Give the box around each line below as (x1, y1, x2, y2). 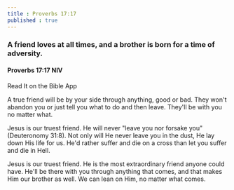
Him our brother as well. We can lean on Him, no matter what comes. (7, 175, 206, 183)
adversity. (7, 48, 43, 58)
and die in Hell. (7, 146, 50, 154)
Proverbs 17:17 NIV (7, 66, 63, 74)
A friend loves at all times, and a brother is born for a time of (7, 40, 215, 50)
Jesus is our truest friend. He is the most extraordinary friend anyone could (7, 159, 225, 168)
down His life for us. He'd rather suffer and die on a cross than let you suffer (7, 138, 227, 147)
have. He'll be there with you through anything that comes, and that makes (7, 167, 223, 175)
